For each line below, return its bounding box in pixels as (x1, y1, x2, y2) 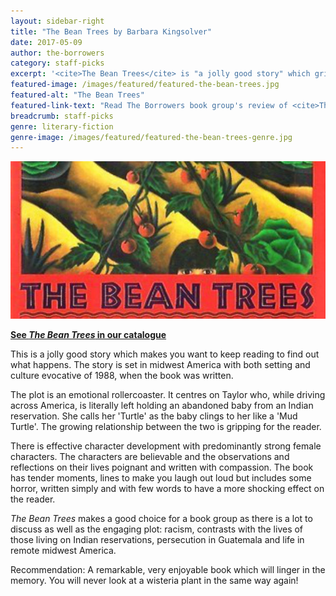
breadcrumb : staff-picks (10, 111, 114, 121)
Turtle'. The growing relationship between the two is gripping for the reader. (10, 421, 322, 433)
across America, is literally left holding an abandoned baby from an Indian (10, 400, 314, 412)
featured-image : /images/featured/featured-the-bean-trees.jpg (10, 80, 280, 90)
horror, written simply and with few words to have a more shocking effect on (10, 483, 325, 495)
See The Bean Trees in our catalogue (10, 329, 167, 341)
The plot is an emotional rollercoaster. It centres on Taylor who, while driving (10, 389, 326, 401)
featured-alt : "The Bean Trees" (10, 90, 145, 100)
